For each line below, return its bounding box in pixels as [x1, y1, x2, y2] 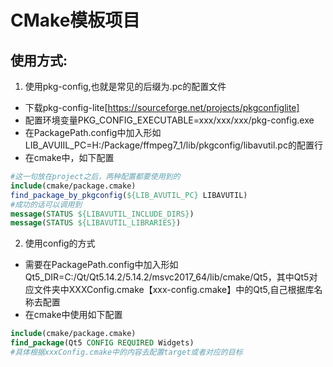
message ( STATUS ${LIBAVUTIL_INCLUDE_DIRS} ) [10, 209, 195, 219]
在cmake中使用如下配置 [24, 309, 123, 321]
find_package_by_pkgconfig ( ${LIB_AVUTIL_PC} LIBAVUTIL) [10, 190, 248, 200]
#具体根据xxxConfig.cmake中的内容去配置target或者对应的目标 [10, 347, 243, 357]
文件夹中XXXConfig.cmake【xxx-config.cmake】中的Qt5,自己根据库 [33, 284, 315, 296]
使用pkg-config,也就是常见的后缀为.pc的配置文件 [24, 81, 227, 92]
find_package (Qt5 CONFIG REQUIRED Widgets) [10, 338, 195, 348]
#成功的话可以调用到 [10, 199, 83, 210]
